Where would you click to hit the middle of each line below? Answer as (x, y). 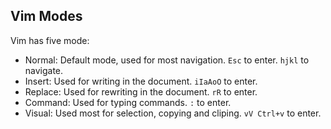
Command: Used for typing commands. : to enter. (128, 102)
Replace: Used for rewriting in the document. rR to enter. (141, 91)
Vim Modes (46, 16)
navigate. (44, 70)
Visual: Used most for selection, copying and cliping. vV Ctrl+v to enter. (173, 113)
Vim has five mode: (50, 40)
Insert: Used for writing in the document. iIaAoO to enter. (141, 81)
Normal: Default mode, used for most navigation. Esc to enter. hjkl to (167, 60)
